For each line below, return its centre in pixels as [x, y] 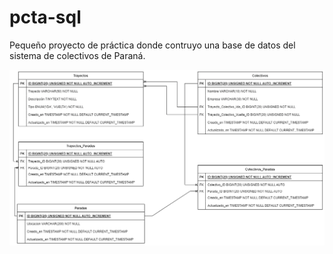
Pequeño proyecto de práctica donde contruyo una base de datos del [152, 45]
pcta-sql [45, 17]
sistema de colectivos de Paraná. [77, 55]
